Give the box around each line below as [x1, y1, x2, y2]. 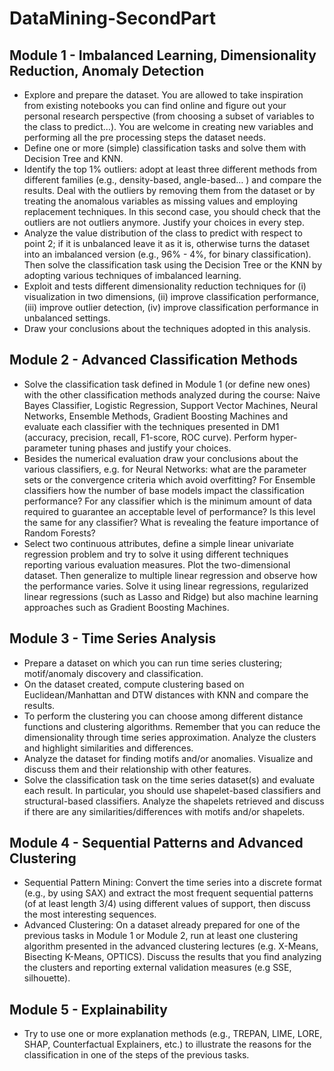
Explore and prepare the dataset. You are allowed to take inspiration [23, 89, 304, 101]
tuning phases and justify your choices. [68, 442, 232, 454]
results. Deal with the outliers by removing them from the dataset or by [23, 185, 316, 196]
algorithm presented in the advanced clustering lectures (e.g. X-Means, [23, 940, 319, 952]
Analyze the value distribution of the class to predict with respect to [23, 227, 303, 239]
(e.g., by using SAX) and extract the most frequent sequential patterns [23, 887, 314, 899]
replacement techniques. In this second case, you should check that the [23, 206, 321, 217]
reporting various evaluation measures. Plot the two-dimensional [23, 558, 291, 571]
